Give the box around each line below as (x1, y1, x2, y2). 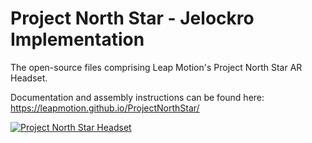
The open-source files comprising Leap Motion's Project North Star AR (10, 61, 303, 73)
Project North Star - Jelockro (10, 7, 255, 30)
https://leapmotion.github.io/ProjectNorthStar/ (10, 102, 200, 114)
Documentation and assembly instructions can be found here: (10, 91, 265, 103)
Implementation (10, 28, 145, 51)
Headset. (10, 72, 48, 84)
